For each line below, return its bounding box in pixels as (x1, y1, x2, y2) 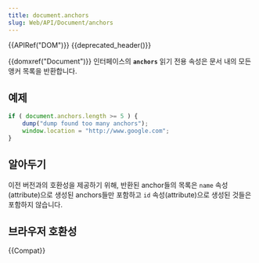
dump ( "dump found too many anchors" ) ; (22, 120, 149, 128)
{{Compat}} (8, 246, 45, 255)
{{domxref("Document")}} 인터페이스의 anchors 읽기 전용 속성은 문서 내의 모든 (8, 56, 252, 66)
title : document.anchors (8, 11, 89, 20)
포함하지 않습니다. (8, 200, 63, 209)
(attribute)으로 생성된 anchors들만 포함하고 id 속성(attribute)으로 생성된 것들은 (8, 189, 252, 200)
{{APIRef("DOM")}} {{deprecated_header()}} (8, 40, 151, 49)
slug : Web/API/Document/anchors (8, 19, 113, 27)
